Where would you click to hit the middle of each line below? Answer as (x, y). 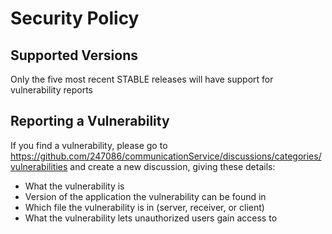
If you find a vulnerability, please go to (89, 145)
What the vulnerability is (74, 186)
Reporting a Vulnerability (90, 121)
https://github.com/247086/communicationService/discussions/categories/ (166, 156)
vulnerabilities (39, 166)
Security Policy (75, 18)
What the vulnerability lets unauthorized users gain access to (151, 218)
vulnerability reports (51, 90)
